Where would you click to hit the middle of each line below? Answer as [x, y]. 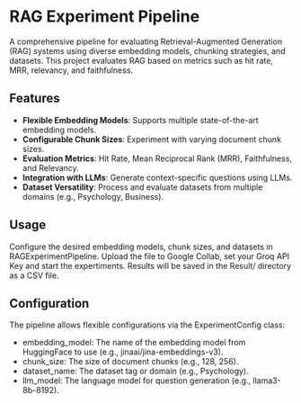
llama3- [267, 381]
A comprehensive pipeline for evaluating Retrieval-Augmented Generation [146, 41]
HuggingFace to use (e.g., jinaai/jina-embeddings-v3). [123, 352]
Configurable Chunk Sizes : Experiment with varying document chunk [151, 139]
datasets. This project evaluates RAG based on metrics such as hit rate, [142, 60]
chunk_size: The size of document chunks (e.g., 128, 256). [130, 362]
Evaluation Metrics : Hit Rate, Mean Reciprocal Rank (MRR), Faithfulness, [157, 158]
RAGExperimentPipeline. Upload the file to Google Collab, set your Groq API [150, 256]
